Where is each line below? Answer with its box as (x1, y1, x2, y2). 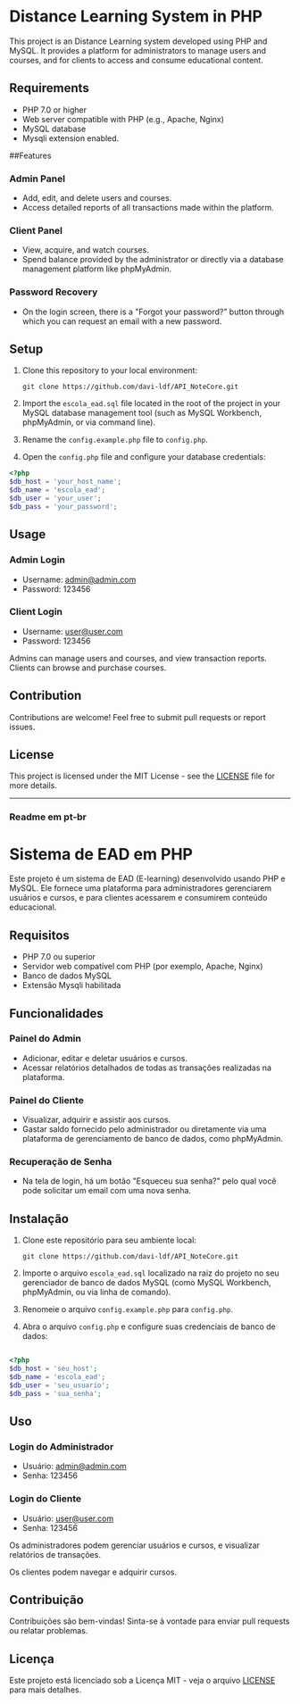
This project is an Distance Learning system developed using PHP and (9, 36, 268, 46)
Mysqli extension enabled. (21, 132, 120, 144)
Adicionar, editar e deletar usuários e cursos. (21, 1052, 187, 1063)
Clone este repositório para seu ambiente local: (21, 1234, 196, 1246)
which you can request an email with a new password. (21, 315, 222, 327)
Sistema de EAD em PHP (9, 844, 194, 864)
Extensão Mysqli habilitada (21, 980, 121, 991)
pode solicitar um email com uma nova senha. (21, 1185, 192, 1196)
